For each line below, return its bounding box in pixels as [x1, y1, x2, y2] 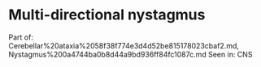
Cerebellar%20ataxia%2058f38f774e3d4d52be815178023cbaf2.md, [8, 40, 240, 50]
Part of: [8, 32, 34, 42]
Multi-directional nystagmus [8, 6, 206, 24]
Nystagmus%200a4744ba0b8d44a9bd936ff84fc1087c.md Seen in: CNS [8, 49, 253, 59]
